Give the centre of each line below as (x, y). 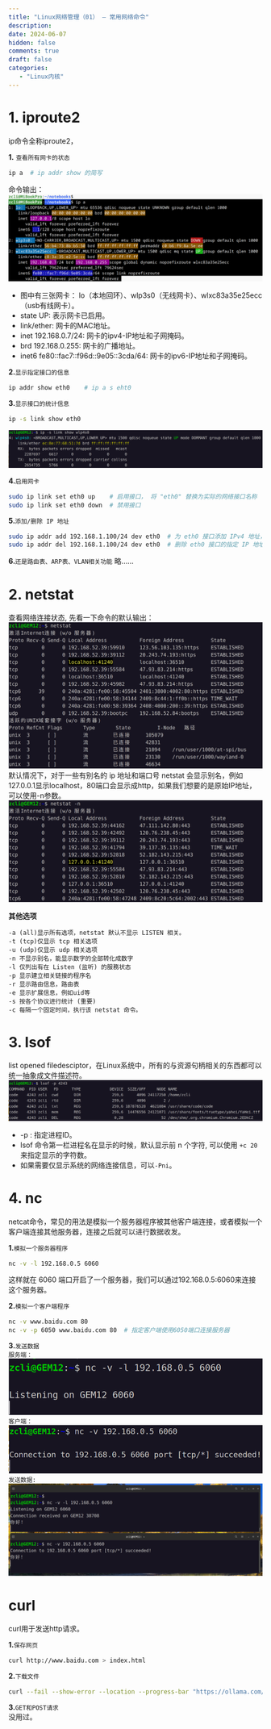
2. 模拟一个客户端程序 (39, 1306)
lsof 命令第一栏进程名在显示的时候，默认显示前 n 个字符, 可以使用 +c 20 (139, 1145)
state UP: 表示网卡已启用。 (65, 315)
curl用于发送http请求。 (46, 1629)
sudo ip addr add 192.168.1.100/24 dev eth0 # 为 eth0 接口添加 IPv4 (126, 537)
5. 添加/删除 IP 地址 (39, 520)
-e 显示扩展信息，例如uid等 (49, 993)
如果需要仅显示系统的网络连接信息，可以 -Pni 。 (98, 1165)
